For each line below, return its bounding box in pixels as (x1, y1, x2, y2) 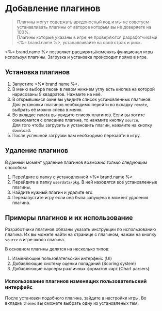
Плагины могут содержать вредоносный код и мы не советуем (16, 19, 149, 25)
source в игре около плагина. (5, 237, 65, 243)
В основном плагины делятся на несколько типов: (5, 246, 110, 252)
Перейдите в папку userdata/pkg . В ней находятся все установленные (12, 179, 158, 185)
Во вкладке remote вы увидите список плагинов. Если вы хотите (12, 112, 145, 118)
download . (12, 127, 32, 133)
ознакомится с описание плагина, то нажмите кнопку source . (12, 117, 140, 123)
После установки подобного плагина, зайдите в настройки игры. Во (5, 295, 146, 301)
